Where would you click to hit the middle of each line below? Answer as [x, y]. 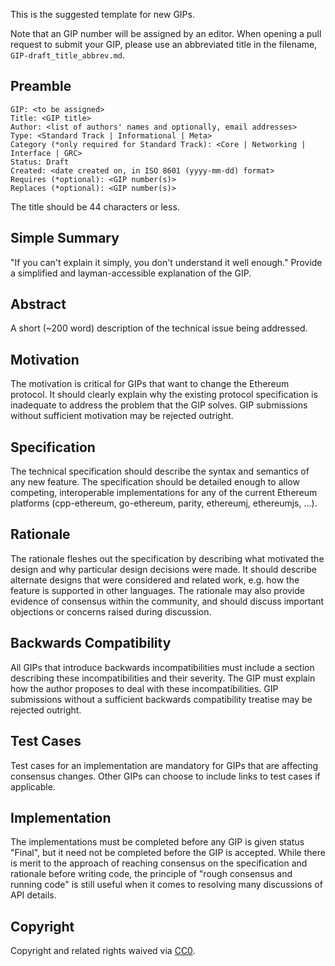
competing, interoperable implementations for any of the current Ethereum [164, 493]
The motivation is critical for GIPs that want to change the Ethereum [150, 384]
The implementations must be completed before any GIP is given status [157, 842]
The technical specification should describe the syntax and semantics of [160, 471]
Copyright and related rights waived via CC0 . [103, 951]
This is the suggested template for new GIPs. [102, 14]
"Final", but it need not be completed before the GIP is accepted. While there [168, 853]
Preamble [41, 86]
